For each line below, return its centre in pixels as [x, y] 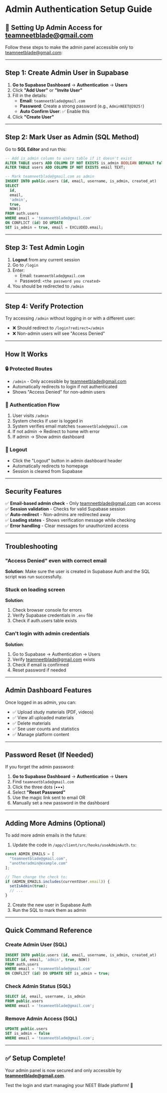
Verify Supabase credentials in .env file [52, 615]
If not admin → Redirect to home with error [56, 432]
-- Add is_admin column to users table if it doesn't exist [69, 158]
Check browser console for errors [47, 610]
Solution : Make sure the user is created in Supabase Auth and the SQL [78, 571]
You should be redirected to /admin [48, 286]
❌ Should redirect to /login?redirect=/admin [58, 328]
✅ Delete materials [32, 723]
